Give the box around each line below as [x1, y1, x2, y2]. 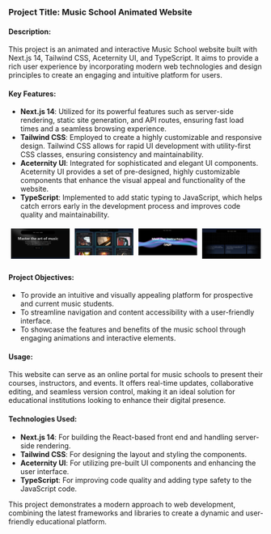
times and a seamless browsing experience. [19, 124, 167, 133]
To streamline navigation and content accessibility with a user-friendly [19, 307, 255, 317]
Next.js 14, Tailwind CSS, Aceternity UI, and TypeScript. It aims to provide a [8, 53, 259, 63]
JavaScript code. [19, 484, 78, 494]
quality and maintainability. [19, 210, 110, 220]
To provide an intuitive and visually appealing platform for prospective [19, 290, 253, 300]
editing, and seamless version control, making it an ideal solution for [8, 387, 235, 396]
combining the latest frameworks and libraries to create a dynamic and [8, 508, 244, 518]
